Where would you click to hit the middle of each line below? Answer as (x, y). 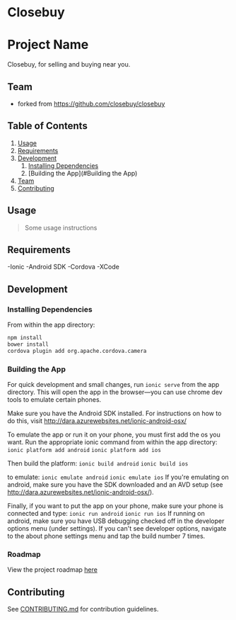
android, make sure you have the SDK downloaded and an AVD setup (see (116, 484)
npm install (25, 338)
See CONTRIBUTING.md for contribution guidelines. (83, 609)
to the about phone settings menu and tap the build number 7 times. (106, 536)
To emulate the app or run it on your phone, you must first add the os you (114, 434)
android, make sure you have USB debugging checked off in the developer (116, 521)
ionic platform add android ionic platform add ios (84, 450)
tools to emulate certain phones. (54, 399)
